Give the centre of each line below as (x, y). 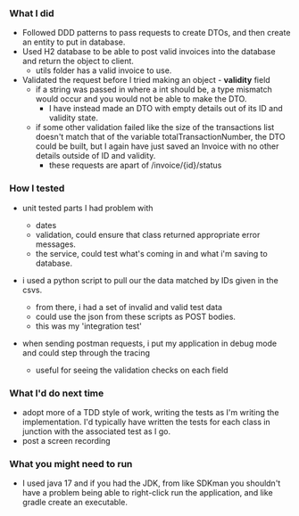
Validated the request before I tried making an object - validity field (146, 80)
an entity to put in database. (74, 42)
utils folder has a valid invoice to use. (104, 70)
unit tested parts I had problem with (87, 208)
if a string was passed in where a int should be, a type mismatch (154, 90)
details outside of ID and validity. (96, 156)
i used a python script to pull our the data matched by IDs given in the (150, 280)
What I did (32, 13)
